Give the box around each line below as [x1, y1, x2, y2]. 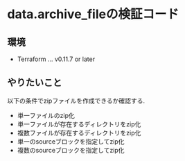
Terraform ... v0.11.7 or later [17, 55, 96, 63]
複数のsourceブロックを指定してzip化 [17, 146, 125, 154]
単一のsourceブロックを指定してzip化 [17, 137, 125, 146]
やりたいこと [7, 77, 62, 89]
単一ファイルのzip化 [17, 111, 75, 119]
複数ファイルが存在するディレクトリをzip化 [17, 128, 141, 137]
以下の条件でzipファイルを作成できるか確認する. [7, 96, 146, 105]
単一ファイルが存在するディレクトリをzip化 [17, 119, 141, 128]
